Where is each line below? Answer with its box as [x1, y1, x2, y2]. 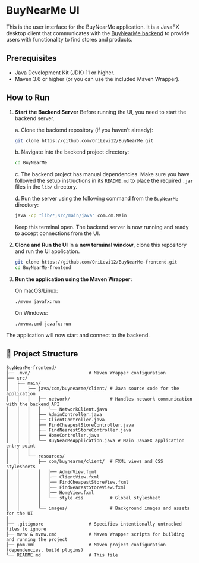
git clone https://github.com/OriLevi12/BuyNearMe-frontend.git [14, 259, 178, 265]
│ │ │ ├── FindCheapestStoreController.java [6, 422, 134, 428]
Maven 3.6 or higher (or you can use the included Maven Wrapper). [14, 75, 180, 82]
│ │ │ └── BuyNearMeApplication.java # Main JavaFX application [6, 437, 185, 443]
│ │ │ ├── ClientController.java [6, 417, 105, 423]
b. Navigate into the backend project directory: [14, 148, 129, 155]
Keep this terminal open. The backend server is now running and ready [14, 224, 189, 231]
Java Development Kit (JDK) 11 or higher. [14, 69, 115, 76]
